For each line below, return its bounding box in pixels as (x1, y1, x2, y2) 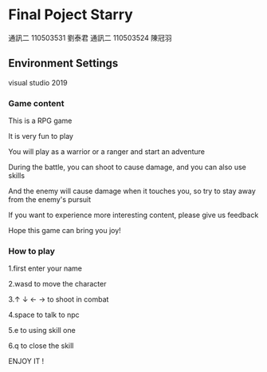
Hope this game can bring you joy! (8, 226, 121, 235)
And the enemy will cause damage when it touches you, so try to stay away (8, 186, 257, 196)
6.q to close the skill (8, 341, 74, 350)
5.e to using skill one (8, 326, 76, 335)
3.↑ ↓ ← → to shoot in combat (8, 295, 109, 304)
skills (8, 171, 26, 180)
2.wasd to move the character (8, 279, 107, 289)
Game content (8, 97, 65, 109)
